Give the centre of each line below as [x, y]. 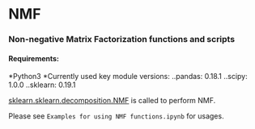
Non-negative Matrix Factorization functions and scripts [122, 40]
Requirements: [34, 58]
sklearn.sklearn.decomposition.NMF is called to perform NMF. [112, 101]
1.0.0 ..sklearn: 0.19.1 [42, 85]
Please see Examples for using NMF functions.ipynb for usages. [116, 116]
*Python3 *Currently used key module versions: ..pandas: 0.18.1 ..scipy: [128, 77]
